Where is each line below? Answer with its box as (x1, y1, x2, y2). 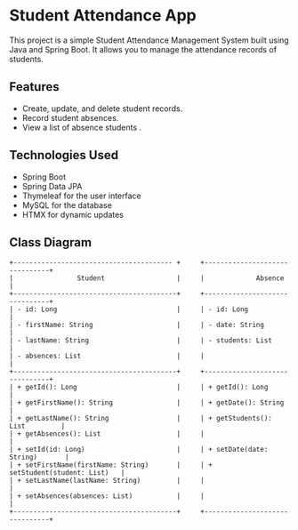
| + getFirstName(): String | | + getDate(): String (9, 398, 285, 407)
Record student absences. (21, 112, 119, 123)
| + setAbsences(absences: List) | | (9, 492, 205, 501)
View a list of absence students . (21, 122, 142, 132)
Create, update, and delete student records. (21, 103, 183, 114)
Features (9, 79, 60, 94)
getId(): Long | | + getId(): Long (25, 383, 269, 392)
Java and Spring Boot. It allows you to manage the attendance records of (9, 44, 278, 54)
